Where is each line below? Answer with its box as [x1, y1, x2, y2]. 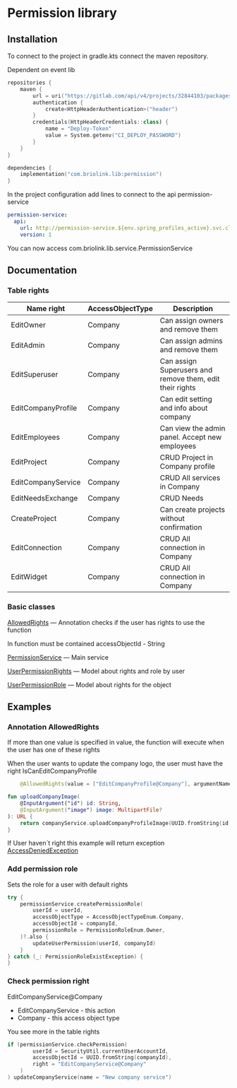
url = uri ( [32, 92, 65, 100]
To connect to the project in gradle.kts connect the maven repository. [7, 52, 209, 60]
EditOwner [11, 320, 46, 330]
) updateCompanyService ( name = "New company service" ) [7, 1074, 172, 1081]
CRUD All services [159, 473, 221, 483]
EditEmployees [11, 433, 60, 443]
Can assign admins [159, 336, 224, 346]
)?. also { [20, 933, 49, 940]
